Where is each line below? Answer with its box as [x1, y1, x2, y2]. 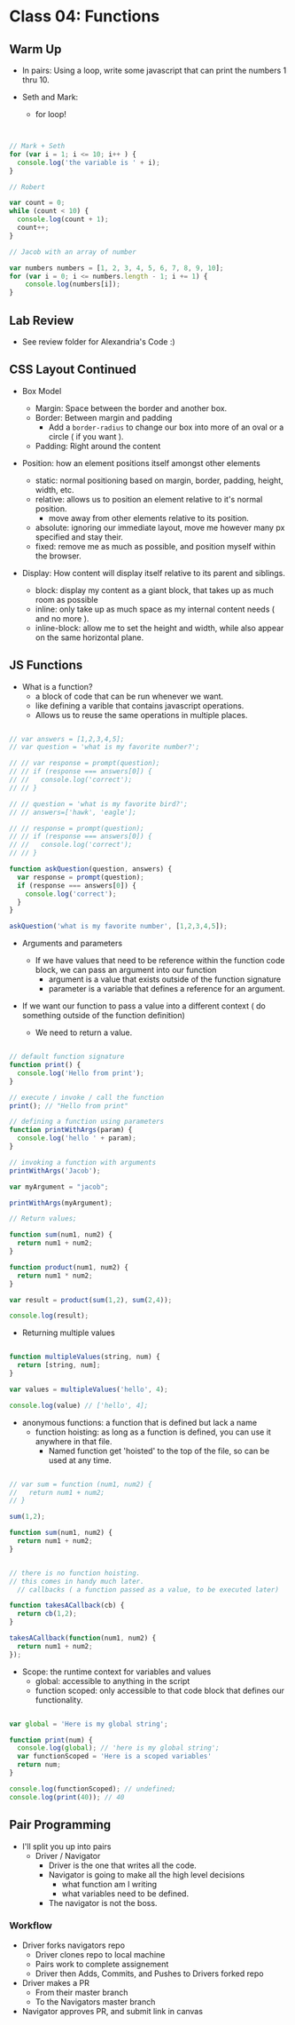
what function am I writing [61, 1879, 158, 1889]
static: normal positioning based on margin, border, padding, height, [35, 475, 283, 486]
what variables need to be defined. [61, 1888, 189, 1899]
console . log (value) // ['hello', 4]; [9, 1401, 149, 1410]
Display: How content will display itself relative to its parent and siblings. [21, 567, 286, 578]
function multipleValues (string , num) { [9, 1352, 161, 1362]
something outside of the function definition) [21, 1010, 186, 1021]
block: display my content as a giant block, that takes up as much [35, 584, 275, 596]
